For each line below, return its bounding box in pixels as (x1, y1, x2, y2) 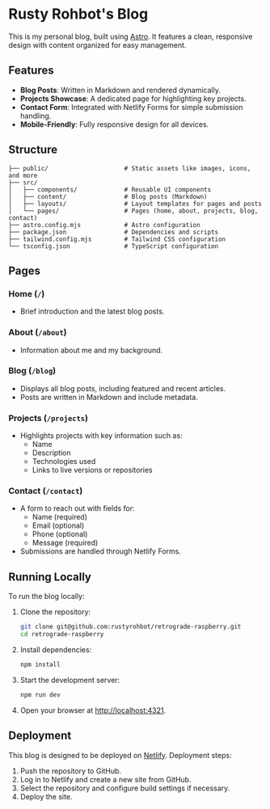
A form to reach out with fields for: (19, 504, 135, 513)
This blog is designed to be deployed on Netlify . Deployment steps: (8, 750, 232, 760)
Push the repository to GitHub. (19, 765, 122, 776)
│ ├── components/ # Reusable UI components (8, 185, 212, 194)
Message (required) (32, 538, 99, 548)
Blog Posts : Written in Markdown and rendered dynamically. (19, 85, 221, 95)
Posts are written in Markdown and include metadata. (19, 392, 198, 402)
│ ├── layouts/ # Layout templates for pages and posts (8, 200, 263, 208)
